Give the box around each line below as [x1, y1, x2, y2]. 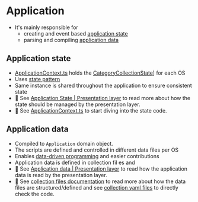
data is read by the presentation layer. [14, 171, 108, 178]
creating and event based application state [23, 30, 129, 37]
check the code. [14, 190, 55, 197]
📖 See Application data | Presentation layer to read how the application [14, 165, 188, 172]
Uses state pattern [14, 75, 60, 82]
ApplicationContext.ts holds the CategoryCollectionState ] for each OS [14, 69, 186, 76]
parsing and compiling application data [23, 36, 119, 43]
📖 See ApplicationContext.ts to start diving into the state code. [14, 107, 167, 114]
